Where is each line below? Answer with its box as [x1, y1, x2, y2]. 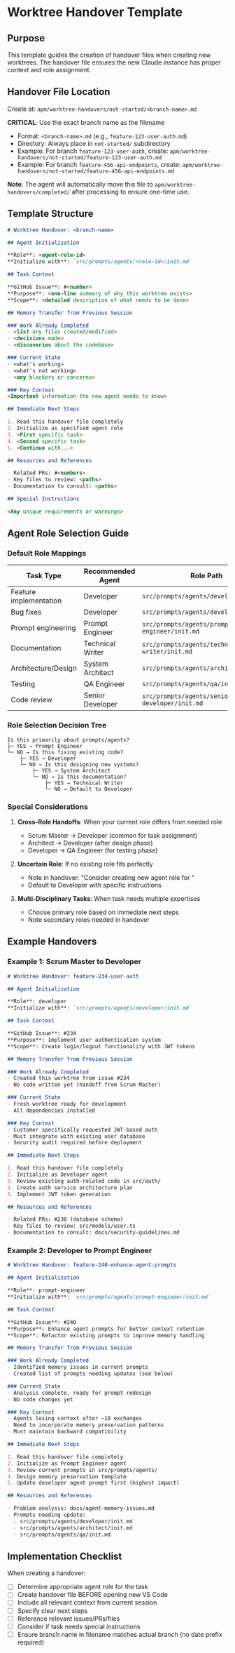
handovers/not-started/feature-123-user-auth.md [17, 154, 162, 161]
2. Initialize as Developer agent [7, 1171, 108, 1179]
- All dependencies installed [7, 1106, 96, 1114]
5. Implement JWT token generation [7, 1191, 111, 1198]
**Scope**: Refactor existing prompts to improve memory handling [7, 1332, 205, 1339]
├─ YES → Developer [20, 755, 77, 762]
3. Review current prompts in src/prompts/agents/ [7, 1466, 158, 1473]
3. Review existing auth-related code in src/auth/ [7, 1177, 161, 1184]
